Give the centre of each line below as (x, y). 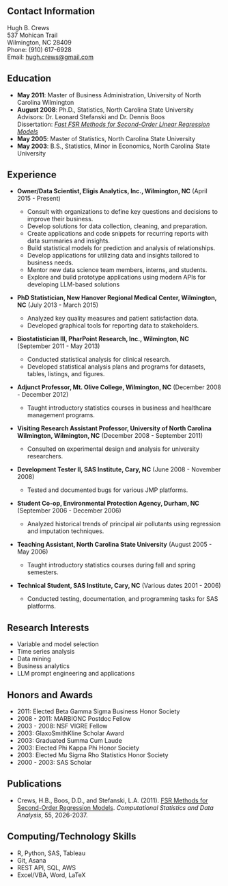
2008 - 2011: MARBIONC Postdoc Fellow (74, 719)
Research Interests (48, 627)
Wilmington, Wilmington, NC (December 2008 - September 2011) (110, 436)
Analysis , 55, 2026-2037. (52, 815)
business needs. (50, 262)
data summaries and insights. (69, 241)
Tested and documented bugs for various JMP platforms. (108, 490)
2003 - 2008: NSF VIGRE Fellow (62, 726)
